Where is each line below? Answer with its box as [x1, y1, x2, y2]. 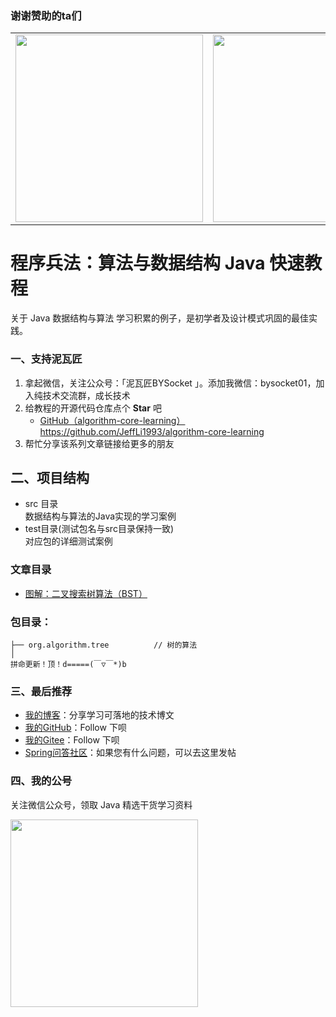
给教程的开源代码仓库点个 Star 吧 [24, 402, 162, 414]
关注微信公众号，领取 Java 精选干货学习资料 [10, 798, 193, 811]
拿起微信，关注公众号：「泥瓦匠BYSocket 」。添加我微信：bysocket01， [24, 377, 317, 389]
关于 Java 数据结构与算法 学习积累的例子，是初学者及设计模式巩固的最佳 [10, 312, 310, 324]
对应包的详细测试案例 [24, 535, 113, 547]
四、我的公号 [10, 774, 73, 788]
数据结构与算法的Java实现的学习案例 [24, 510, 177, 522]
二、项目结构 [10, 469, 90, 486]
